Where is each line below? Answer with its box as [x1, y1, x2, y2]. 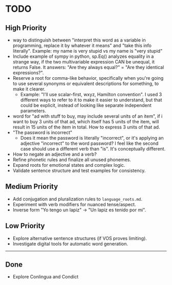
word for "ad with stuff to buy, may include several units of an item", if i [12, 113, 163, 119]
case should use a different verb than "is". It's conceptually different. [20, 146, 166, 151]
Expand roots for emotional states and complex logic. [12, 162, 125, 168]
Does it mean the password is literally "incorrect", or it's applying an [20, 135, 164, 141]
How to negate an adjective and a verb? [12, 151, 97, 157]
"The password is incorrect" [12, 129, 73, 136]
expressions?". [12, 70, 44, 76]
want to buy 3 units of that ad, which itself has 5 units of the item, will [12, 119, 159, 124]
